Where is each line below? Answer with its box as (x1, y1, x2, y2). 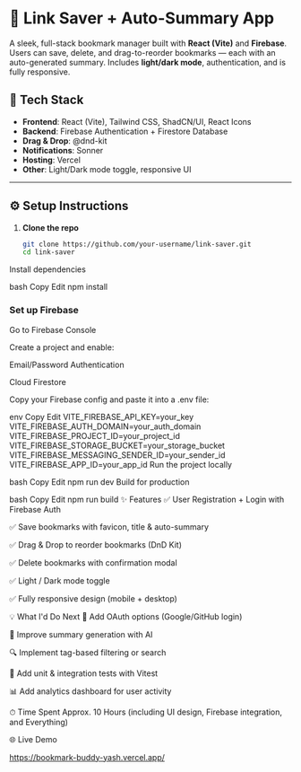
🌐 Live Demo (9, 733, 58, 744)
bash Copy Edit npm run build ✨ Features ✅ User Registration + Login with (9, 494, 285, 504)
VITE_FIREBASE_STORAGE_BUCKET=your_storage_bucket (9, 440, 226, 451)
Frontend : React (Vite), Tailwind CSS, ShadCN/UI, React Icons (21, 116, 252, 127)
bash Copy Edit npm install (9, 282, 108, 293)
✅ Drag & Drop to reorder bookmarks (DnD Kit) (9, 539, 182, 550)
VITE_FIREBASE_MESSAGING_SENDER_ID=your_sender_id (9, 449, 226, 461)
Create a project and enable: (9, 341, 115, 353)
